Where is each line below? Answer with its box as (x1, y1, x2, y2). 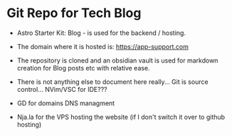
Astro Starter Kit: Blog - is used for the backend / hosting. (16, 28, 186, 37)
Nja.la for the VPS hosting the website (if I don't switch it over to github (16, 113, 226, 121)
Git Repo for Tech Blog (6, 5, 142, 21)
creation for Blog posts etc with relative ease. (16, 63, 150, 72)
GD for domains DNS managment (16, 98, 115, 108)
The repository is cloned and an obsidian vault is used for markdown (16, 56, 218, 65)
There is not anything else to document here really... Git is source (16, 77, 209, 86)
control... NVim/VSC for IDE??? (16, 85, 107, 93)
